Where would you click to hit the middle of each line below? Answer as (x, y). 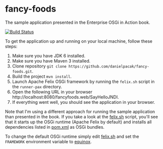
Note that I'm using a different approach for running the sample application (80, 111)
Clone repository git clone (39, 66)
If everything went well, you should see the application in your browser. (83, 102)
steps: (11, 46)
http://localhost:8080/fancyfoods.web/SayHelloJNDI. (65, 97)
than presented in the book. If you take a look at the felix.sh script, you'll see (81, 116)
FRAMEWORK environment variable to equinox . (48, 141)
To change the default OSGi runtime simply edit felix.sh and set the (72, 136)
